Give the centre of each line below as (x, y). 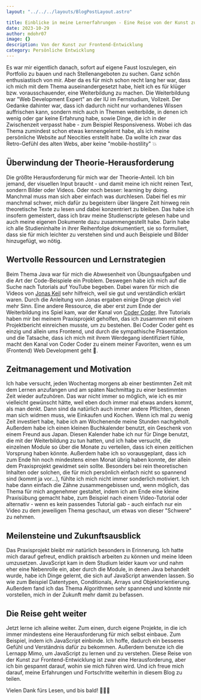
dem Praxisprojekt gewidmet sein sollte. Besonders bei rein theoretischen (97, 466)
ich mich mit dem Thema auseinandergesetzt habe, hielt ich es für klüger (96, 86)
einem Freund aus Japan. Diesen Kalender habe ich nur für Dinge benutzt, (98, 434)
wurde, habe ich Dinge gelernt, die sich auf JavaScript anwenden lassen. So (100, 576)
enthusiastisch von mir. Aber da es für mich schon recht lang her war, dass (98, 80)
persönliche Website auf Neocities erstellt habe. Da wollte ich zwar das (94, 137)
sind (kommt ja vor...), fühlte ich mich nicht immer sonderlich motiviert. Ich (98, 479)
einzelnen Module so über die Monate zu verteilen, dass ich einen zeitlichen (100, 447)
